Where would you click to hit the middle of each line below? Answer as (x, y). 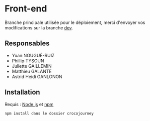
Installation (22, 92)
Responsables (27, 44)
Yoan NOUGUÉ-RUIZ (33, 55)
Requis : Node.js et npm (29, 104)
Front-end (26, 9)
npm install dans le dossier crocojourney (49, 113)
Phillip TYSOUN (28, 61)
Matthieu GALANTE (32, 71)
